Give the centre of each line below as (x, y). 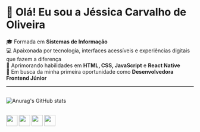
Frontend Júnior (26, 78)
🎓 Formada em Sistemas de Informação (57, 42)
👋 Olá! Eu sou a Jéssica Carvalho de (96, 12)
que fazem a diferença (34, 59)
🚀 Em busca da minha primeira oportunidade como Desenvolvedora (90, 71)
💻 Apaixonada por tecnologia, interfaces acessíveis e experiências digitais (98, 51)
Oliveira (26, 25)
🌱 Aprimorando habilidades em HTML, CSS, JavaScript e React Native (93, 65)
